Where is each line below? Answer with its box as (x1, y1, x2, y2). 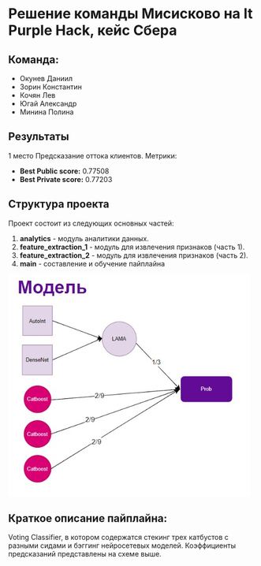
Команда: (8, 53, 59, 66)
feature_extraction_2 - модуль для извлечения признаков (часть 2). (19, 250, 248, 260)
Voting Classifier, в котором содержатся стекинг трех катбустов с (8, 533, 229, 542)
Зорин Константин (19, 82, 83, 91)
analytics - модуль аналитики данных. (19, 233, 150, 243)
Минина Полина (19, 107, 74, 117)
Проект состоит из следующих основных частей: (8, 218, 175, 228)
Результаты (8, 130, 69, 143)
